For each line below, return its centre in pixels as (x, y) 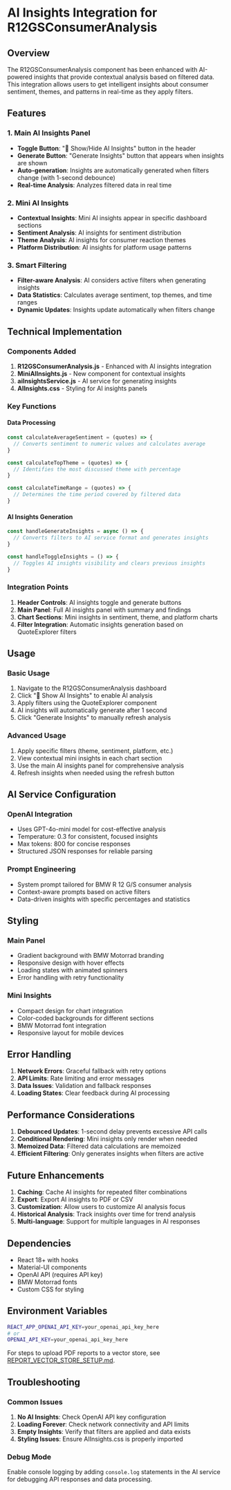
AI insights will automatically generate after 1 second (92, 710)
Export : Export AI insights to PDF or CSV (75, 1199)
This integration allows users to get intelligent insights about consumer (108, 84)
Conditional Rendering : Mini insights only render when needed (107, 1139)
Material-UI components (52, 1267)
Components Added (41, 351)
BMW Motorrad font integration (62, 1025)
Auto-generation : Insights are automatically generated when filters (113, 170)
